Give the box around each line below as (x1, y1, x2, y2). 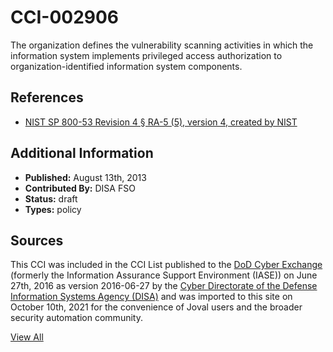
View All (10, 331, 44, 343)
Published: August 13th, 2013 (24, 171, 147, 183)
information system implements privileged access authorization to (10, 49, 283, 61)
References (10, 89, 84, 106)
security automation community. (10, 312, 143, 324)
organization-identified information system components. (10, 60, 243, 72)
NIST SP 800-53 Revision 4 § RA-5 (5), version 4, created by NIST (24, 116, 298, 128)
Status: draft (24, 192, 78, 205)
